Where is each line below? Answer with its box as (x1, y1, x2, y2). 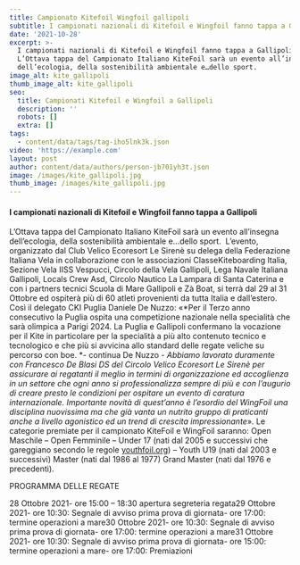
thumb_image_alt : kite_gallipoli (9, 79, 134, 88)
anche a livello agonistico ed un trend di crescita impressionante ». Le (9, 416, 266, 427)
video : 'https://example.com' (9, 145, 122, 154)
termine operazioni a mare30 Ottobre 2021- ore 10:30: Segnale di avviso (9, 517, 275, 528)
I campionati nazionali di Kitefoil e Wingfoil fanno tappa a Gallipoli (9, 206, 257, 217)
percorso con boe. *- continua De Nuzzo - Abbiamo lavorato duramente (9, 350, 275, 361)
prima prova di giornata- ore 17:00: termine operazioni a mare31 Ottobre (9, 527, 274, 537)
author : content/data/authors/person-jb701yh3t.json (9, 162, 210, 171)
